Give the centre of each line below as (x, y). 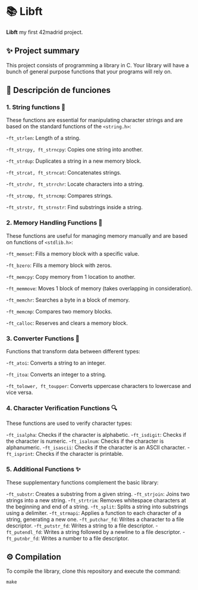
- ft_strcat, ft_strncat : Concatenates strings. (64, 173)
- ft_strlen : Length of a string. (43, 138)
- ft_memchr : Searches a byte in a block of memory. (68, 300)
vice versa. (20, 392)
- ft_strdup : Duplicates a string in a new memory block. (74, 161)
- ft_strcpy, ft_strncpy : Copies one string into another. (75, 150)
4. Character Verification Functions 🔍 (62, 408)
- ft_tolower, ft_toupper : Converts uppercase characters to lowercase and (99, 386)
